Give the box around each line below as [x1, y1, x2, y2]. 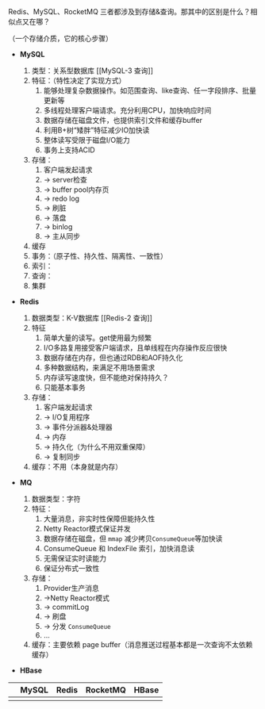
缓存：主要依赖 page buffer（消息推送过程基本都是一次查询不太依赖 [31, 640, 253, 649]
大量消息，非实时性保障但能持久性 [43, 514, 156, 523]
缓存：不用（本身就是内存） [31, 462, 123, 471]
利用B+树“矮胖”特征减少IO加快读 [43, 125, 150, 135]
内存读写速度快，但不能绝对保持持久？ [43, 373, 169, 382]
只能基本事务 [43, 383, 86, 392]
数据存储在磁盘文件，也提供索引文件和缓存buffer [43, 116, 203, 125]
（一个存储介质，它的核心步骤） [8, 34, 113, 43]
